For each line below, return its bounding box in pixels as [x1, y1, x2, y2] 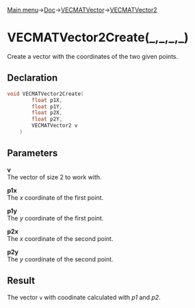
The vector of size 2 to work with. [7, 172, 102, 181]
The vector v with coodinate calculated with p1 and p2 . [7, 293, 161, 301]
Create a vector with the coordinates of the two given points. [7, 52, 179, 60]
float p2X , [31, 110, 63, 116]
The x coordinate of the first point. [7, 193, 104, 201]
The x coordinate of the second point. [7, 234, 114, 242]
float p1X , [31, 97, 63, 103]
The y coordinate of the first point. [7, 214, 104, 222]
